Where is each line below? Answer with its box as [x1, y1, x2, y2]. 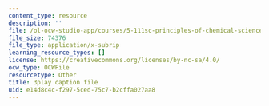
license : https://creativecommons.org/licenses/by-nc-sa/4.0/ [8, 57, 220, 65]
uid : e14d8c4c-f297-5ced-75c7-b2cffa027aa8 [8, 85, 156, 94]
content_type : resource [8, 11, 88, 20]
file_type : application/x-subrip [8, 41, 120, 49]
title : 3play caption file [8, 78, 98, 86]
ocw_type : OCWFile [8, 64, 70, 72]
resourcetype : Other [8, 71, 78, 79]
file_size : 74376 [8, 33, 66, 42]
